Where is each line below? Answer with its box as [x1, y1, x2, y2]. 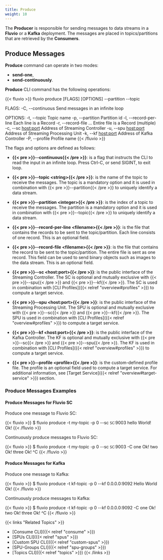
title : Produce [5, 7, 36, 12]
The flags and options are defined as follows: [5, 145, 96, 151]
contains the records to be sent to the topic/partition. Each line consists [12, 230, 156, 236]
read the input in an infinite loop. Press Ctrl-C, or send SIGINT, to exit [12, 160, 151, 166]
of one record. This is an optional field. [12, 235, 90, 240]
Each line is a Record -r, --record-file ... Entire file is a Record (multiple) [13, 120, 156, 126]
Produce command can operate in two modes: [5, 62, 99, 68]
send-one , [12, 72, 34, 78]
